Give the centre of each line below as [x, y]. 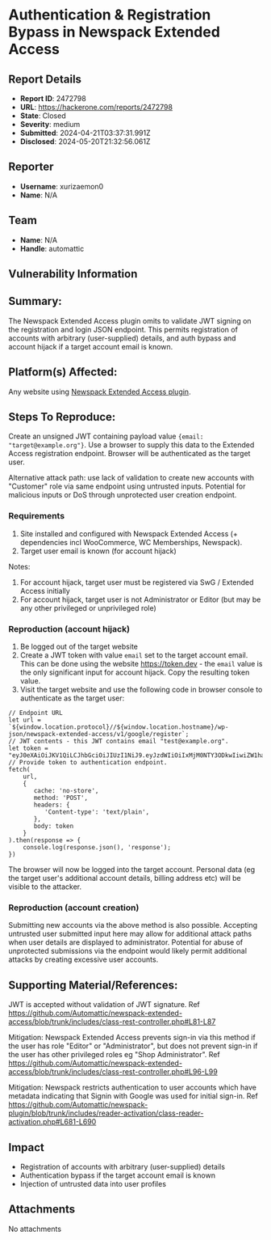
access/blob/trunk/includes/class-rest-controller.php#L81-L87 [112, 1022]
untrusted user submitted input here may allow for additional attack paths [130, 934]
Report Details [45, 79]
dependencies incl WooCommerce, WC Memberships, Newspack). [131, 542]
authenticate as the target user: [72, 698]
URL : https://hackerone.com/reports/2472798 [96, 107]
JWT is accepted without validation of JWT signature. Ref [104, 1005]
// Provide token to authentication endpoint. [88, 763]
